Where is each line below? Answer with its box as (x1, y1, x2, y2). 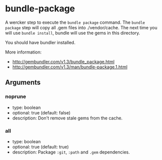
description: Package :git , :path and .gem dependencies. (12, 149, 130, 155)
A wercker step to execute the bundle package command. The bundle (5, 19, 145, 25)
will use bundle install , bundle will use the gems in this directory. (5, 30, 140, 36)
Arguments (5, 78, 41, 87)
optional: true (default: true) (12, 144, 69, 150)
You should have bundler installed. (5, 39, 76, 45)
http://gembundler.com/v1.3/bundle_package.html (12, 58, 115, 64)
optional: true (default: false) (12, 109, 71, 115)
